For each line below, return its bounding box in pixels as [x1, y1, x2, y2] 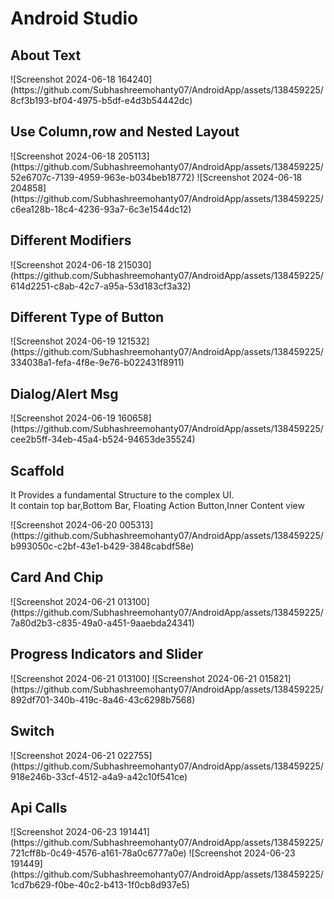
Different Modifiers [10, 232, 132, 249]
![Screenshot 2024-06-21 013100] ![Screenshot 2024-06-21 [10, 672, 257, 684]
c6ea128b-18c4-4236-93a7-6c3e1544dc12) [10, 203, 192, 215]
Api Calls [10, 799, 68, 816]
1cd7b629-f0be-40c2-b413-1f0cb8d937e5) [10, 879, 190, 891]
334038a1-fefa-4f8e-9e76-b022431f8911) [10, 357, 185, 369]
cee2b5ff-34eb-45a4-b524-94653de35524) [10, 433, 196, 446]
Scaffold [10, 462, 65, 479]
